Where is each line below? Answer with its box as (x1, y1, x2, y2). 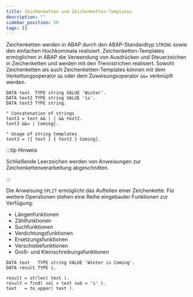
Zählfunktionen (14, 217, 52, 224)
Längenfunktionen (14, 211, 59, 218)
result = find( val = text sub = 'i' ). (6, 281, 107, 286)
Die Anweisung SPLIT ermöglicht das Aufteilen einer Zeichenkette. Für (6, 187, 175, 194)
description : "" (6, 14, 46, 20)
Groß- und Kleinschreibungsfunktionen (14, 248, 110, 256)
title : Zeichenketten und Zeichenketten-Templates (6, 8, 133, 15)
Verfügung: (6, 199, 33, 206)
